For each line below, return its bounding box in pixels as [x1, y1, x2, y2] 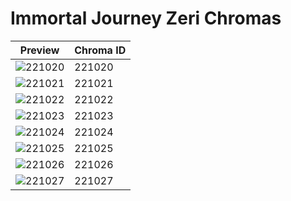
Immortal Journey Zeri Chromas [10, 7, 282, 30]
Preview [19, 43, 60, 57]
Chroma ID [74, 43, 127, 57]
